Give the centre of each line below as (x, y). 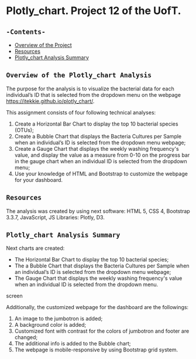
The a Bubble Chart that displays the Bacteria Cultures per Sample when (102, 266)
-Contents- (26, 32)
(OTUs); (24, 130)
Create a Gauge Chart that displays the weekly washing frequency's (97, 148)
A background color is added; (50, 325)
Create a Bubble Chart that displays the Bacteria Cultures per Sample (98, 136)
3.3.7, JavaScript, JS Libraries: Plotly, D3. (56, 217)
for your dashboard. (39, 179)
